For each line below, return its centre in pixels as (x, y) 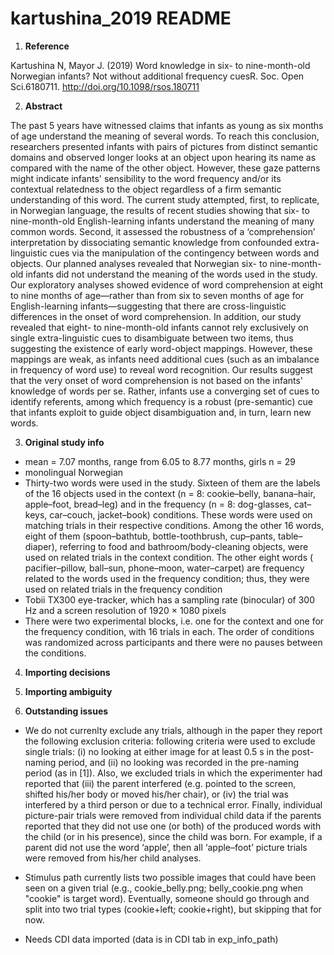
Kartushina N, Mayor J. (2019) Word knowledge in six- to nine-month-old (160, 65)
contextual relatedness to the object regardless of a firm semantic (146, 189)
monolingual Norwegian (74, 472)
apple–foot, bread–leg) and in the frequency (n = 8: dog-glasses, (158, 504)
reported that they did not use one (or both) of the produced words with (173, 826)
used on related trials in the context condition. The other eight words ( (169, 557)
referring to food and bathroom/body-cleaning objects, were (184, 546)
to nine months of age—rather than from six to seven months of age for (157, 295)
